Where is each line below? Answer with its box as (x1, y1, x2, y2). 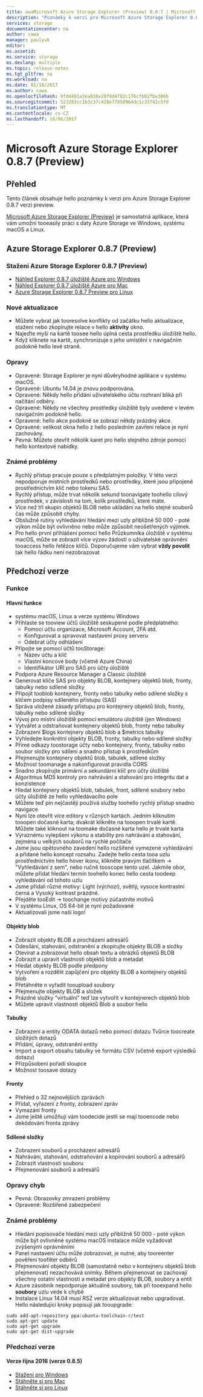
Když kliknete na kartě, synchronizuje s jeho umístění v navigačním (14, 337, 182, 344)
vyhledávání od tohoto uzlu (14, 876, 83, 884)
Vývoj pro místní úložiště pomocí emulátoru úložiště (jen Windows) (14, 716, 181, 723)
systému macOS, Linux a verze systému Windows (14, 613, 140, 620)
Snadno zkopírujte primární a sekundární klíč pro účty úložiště (14, 767, 169, 774)
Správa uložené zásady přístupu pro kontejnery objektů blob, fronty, (14, 703, 185, 710)
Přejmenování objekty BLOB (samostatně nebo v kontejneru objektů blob (14, 1262, 196, 1269)
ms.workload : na (6, 76, 47, 82)
